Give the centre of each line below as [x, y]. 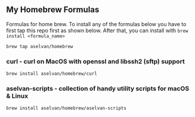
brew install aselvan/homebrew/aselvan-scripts [66, 108]
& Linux [17, 96]
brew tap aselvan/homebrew [40, 46]
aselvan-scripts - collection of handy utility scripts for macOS [98, 88]
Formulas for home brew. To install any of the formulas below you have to [96, 24]
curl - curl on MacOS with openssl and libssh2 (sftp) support [95, 61]
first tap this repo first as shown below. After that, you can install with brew [97, 30]
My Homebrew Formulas [53, 10]
